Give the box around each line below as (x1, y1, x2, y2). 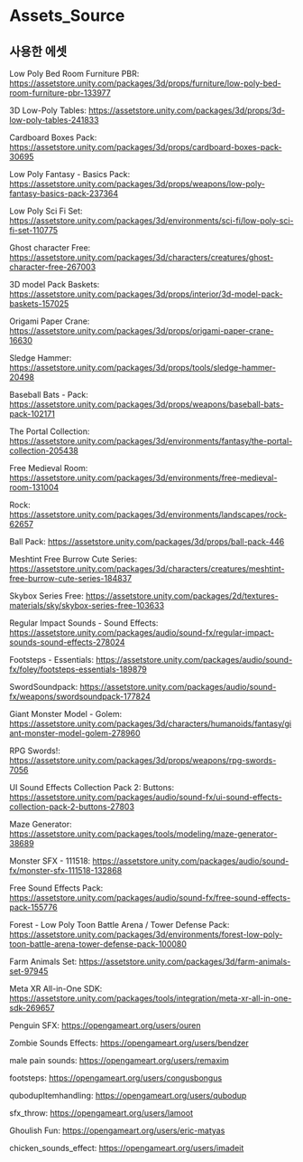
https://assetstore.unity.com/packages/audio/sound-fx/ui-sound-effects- (9, 792, 282, 802)
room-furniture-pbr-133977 (9, 88, 111, 98)
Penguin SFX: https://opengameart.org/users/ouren (9, 1020, 201, 1031)
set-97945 (9, 966, 49, 977)
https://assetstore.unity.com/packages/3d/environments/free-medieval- (9, 472, 278, 483)
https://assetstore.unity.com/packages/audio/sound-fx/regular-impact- (9, 628, 275, 638)
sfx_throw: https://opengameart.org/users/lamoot (9, 1108, 194, 1118)
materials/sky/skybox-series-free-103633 (9, 600, 165, 610)
